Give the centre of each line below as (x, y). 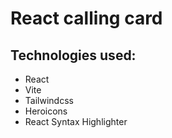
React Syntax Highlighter (76, 121)
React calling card (86, 18)
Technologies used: (73, 55)
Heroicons (46, 111)
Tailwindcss (49, 100)
